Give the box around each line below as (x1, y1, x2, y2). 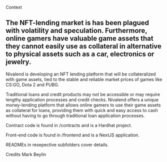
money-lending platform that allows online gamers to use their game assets (5, 102, 161, 108)
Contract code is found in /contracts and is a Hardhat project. (5, 122, 132, 128)
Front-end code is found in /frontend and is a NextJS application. (5, 132, 139, 138)
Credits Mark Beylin (5, 151, 46, 157)
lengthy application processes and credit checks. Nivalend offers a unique (5, 96, 159, 102)
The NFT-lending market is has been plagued (5, 18, 149, 27)
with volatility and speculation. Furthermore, (5, 26, 147, 35)
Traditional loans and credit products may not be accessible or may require (5, 91, 160, 97)
